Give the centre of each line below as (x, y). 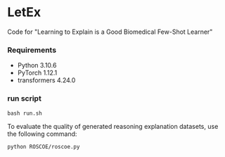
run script (25, 99)
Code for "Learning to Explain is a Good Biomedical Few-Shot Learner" (110, 32)
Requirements (32, 50)
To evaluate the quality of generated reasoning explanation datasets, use (113, 126)
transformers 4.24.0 (46, 80)
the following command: (42, 134)
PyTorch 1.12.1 (37, 73)
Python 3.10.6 (37, 65)
